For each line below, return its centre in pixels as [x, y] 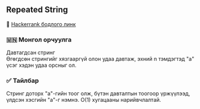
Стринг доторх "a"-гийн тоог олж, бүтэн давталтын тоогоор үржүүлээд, [98, 94]
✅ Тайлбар [22, 81]
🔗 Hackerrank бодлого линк [41, 24]
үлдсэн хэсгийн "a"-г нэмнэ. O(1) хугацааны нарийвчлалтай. [84, 100]
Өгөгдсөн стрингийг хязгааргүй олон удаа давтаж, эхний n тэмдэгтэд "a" [100, 59]
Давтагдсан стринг [31, 52]
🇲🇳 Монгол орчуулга [39, 39]
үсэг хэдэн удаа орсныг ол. [41, 66]
